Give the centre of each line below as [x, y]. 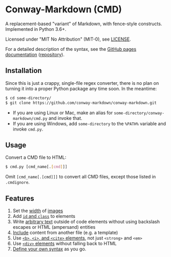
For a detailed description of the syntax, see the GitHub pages [71, 49]
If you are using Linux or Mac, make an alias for [63, 113]
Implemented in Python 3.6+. [36, 29]
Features [20, 198]
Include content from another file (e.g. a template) [65, 233]
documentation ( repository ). [35, 54]
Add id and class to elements [44, 216]
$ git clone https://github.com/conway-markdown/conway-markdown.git [81, 103]
